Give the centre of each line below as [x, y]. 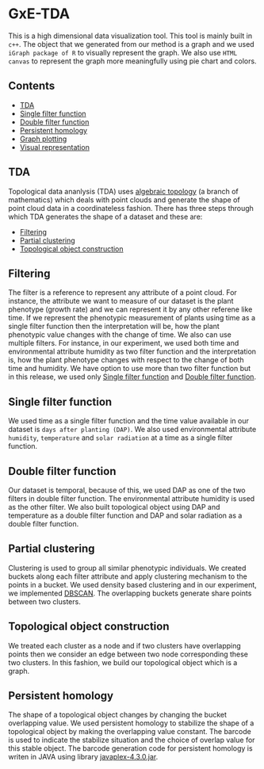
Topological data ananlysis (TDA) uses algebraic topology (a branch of [124, 191]
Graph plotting [43, 139]
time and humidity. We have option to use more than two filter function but [130, 369]
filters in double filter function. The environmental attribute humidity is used [132, 499]
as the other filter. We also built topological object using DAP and [114, 507]
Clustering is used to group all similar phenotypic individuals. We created [127, 568]
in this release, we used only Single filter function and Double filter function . [132, 377]
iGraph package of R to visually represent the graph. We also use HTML [123, 52]
